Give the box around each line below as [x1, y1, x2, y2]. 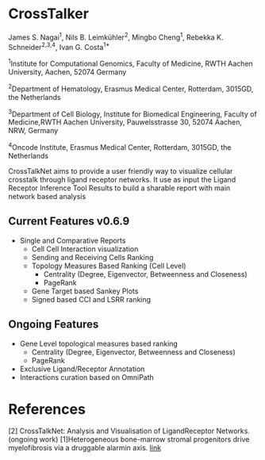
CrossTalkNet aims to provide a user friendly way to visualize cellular [8, 166, 233, 175]
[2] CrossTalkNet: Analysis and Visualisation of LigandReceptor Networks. [8, 426, 250, 436]
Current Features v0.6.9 [8, 215, 130, 228]
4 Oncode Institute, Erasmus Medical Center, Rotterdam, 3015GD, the [8, 141, 232, 151]
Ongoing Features [8, 318, 99, 332]
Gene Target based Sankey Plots [31, 286, 139, 296]
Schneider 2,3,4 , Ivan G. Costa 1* [8, 40, 109, 52]
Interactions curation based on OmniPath [19, 372, 155, 381]
